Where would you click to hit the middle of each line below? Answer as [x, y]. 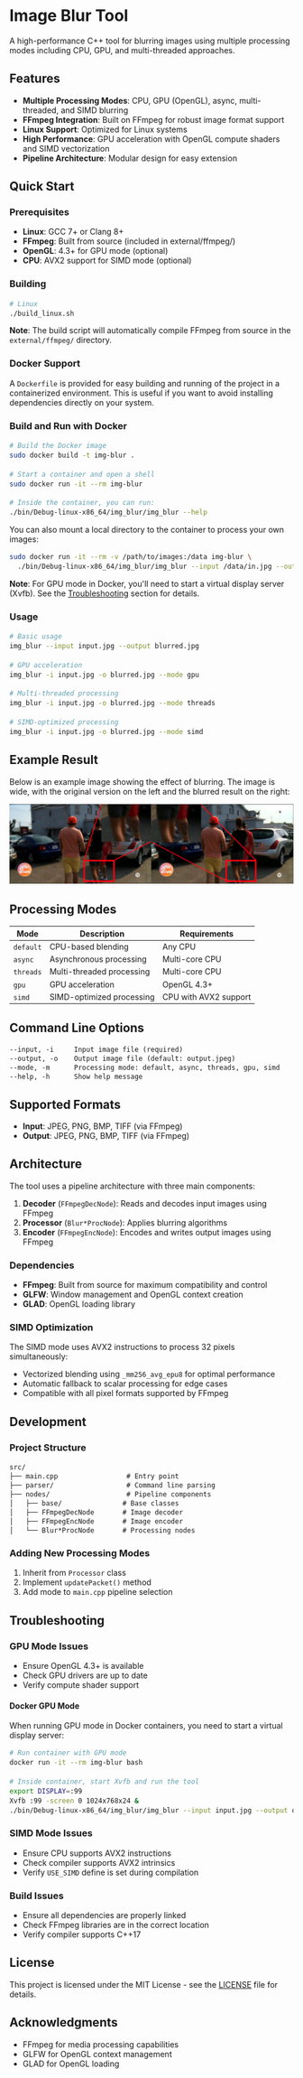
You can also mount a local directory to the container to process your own [147, 530]
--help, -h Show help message [76, 1077]
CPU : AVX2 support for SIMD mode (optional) [107, 261]
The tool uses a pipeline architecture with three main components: [132, 1186]
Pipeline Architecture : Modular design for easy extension [129, 158]
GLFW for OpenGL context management [97, 2054]
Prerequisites [39, 212]
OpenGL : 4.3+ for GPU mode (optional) [95, 251]
